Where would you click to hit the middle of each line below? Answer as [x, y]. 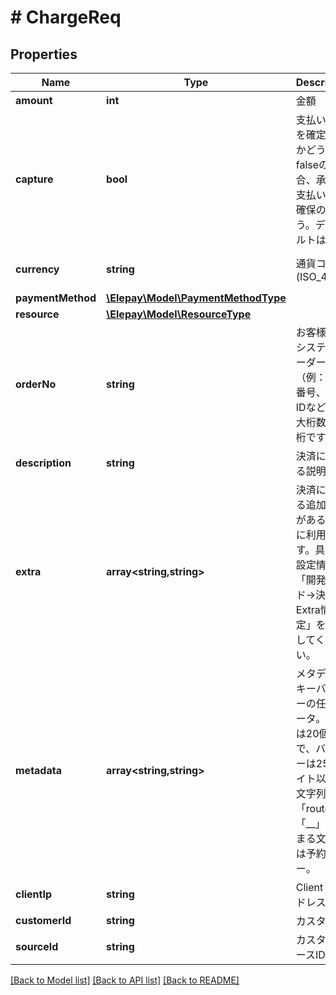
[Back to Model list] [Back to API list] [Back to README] [125, 980]
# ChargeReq [66, 17]
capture [34, 179]
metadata [38, 770]
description [43, 463]
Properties [44, 54]
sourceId [37, 946]
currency [37, 269]
